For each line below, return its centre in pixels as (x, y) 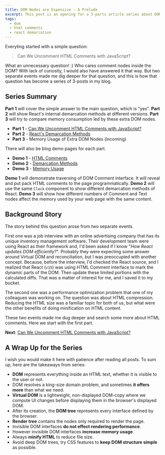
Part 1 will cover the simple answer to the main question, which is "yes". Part (82, 108)
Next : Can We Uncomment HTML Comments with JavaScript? (68, 332)
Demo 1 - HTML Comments (40, 158)
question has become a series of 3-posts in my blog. (58, 81)
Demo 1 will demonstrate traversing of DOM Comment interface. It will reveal (82, 178)
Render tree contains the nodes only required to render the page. (78, 422)
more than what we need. (38, 390)
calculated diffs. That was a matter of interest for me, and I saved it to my (79, 277)
